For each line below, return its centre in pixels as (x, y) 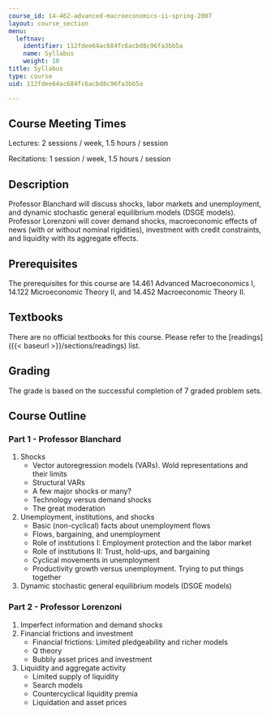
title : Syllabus (36, 69)
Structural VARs (58, 482)
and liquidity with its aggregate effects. (73, 238)
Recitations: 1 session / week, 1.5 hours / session (90, 159)
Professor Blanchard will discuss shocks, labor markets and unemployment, (135, 204)
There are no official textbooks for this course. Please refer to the (118, 336)
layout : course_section (49, 24)
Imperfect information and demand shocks (91, 624)
